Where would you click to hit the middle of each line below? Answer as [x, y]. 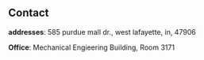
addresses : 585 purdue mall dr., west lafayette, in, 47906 [102, 32]
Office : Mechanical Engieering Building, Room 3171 [92, 47]
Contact [29, 13]
